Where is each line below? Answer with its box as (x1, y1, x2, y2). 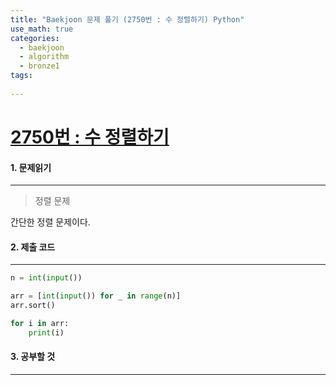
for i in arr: (10, 318, 70, 328)
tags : (10, 71, 33, 81)
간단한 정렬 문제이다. (10, 216, 91, 228)
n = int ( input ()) (10, 273, 83, 283)
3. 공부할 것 (10, 351, 56, 363)
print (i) (28, 327, 65, 338)
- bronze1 (19, 61, 60, 71)
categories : (10, 33, 60, 43)
